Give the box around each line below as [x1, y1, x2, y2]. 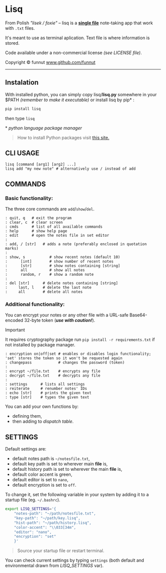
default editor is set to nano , [12, 477, 69, 483]
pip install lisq [5, 106, 41, 111]
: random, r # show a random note [5, 272, 94, 277]
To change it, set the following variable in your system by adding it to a [5, 492, 149, 498]
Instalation [5, 78, 39, 87]
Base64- [129, 312, 147, 318]
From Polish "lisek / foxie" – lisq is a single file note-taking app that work [5, 20, 153, 26]
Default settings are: [5, 446, 46, 452]
